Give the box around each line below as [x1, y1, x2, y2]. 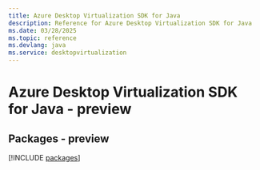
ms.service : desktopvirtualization [8, 49, 127, 57]
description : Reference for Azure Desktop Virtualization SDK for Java [8, 19, 252, 27]
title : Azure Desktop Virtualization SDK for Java [8, 11, 181, 20]
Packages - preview [8, 132, 110, 145]
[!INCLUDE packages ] [8, 153, 81, 162]
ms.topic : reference [8, 34, 78, 42]
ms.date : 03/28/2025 [8, 26, 78, 34]
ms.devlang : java [8, 42, 66, 49]
